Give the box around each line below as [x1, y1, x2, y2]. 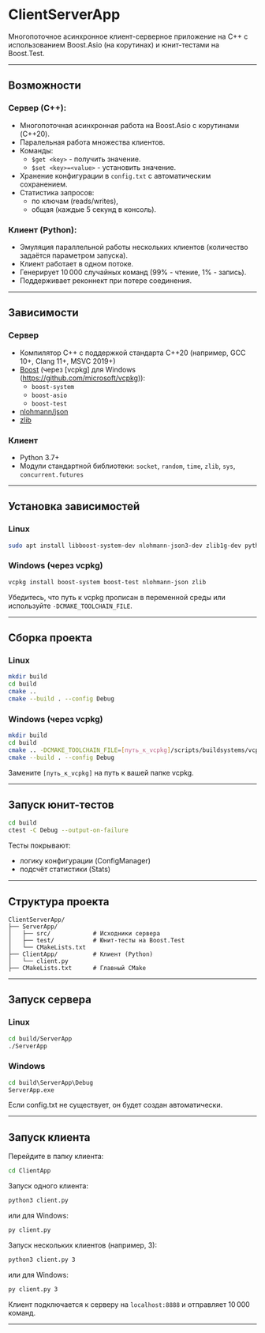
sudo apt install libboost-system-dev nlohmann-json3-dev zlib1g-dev [8, 542, 242, 549]
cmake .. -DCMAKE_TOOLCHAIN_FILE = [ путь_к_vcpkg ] [8, 746, 171, 754]
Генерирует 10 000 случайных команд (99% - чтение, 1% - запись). [19, 267, 247, 277]
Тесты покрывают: [8, 840, 71, 851]
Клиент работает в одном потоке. [19, 259, 134, 268]
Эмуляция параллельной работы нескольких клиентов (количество [19, 242, 248, 251]
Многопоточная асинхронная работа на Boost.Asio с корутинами [19, 120, 239, 130]
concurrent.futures [19, 470, 84, 479]
